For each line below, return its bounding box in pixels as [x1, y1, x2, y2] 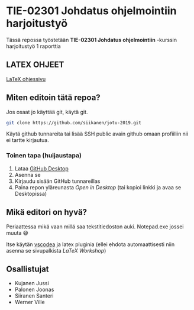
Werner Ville [14, 299, 46, 306]
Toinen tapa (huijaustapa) [6, 151, 82, 160]
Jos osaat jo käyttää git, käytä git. [6, 108, 88, 115]
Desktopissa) [14, 190, 47, 197]
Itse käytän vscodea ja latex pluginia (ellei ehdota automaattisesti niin [6, 241, 175, 248]
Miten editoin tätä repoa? [6, 93, 101, 103]
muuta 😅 [6, 229, 28, 236]
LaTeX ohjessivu [6, 75, 46, 82]
